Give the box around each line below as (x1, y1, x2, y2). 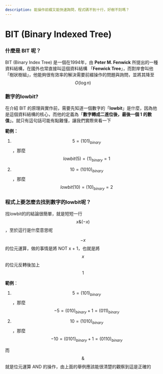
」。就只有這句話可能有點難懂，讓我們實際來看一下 (9, 117, 111, 124)
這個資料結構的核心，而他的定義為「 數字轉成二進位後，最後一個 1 (9, 111, 142, 117)
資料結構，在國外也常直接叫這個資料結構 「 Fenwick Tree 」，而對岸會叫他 (5, 65, 154, 72)
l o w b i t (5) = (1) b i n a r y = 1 (63, 156, 110, 162)
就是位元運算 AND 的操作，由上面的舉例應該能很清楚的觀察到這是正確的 (5, 364, 152, 370)
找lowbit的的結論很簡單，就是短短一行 (5, 211, 82, 216)
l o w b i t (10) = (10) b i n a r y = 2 (60, 184, 113, 191)
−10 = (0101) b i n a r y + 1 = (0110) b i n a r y (50, 336, 122, 343)
